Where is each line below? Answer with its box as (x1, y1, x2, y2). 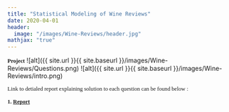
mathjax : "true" (7, 37, 55, 44)
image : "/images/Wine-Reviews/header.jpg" (14, 30, 142, 38)
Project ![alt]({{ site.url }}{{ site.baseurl (7, 56, 118, 65)
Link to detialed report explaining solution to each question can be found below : (7, 86, 188, 93)
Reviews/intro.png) (7, 72, 63, 80)
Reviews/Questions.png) (7, 65, 80, 73)
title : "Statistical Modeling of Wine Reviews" (7, 10, 151, 18)
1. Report (7, 99, 31, 106)
